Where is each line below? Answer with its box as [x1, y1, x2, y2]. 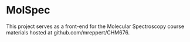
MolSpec [6, 3, 50, 17]
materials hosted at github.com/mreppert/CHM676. [6, 29, 130, 36]
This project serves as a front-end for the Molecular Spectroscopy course [6, 23, 185, 30]
